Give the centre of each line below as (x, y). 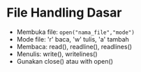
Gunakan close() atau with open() (65, 61)
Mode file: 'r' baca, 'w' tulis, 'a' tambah (73, 39)
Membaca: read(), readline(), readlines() (74, 46)
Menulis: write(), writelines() (57, 54)
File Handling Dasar (64, 13)
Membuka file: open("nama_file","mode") (76, 32)
